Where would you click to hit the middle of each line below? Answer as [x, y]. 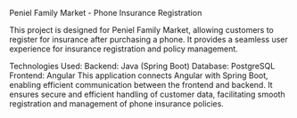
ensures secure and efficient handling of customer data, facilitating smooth [147, 94]
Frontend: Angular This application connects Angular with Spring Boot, [139, 75]
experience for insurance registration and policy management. [124, 49]
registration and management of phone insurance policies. [117, 104]
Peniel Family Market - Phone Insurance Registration [106, 13]
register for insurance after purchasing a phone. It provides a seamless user [148, 39]
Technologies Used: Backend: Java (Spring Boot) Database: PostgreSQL [142, 66]
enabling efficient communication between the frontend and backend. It [141, 85]
